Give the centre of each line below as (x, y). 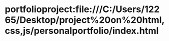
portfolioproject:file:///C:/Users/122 (82, 9)
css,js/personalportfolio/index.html (82, 31)
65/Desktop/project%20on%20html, (85, 20)
